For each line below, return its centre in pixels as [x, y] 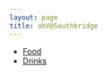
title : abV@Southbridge [54, 26]
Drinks [35, 61]
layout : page [34, 17]
